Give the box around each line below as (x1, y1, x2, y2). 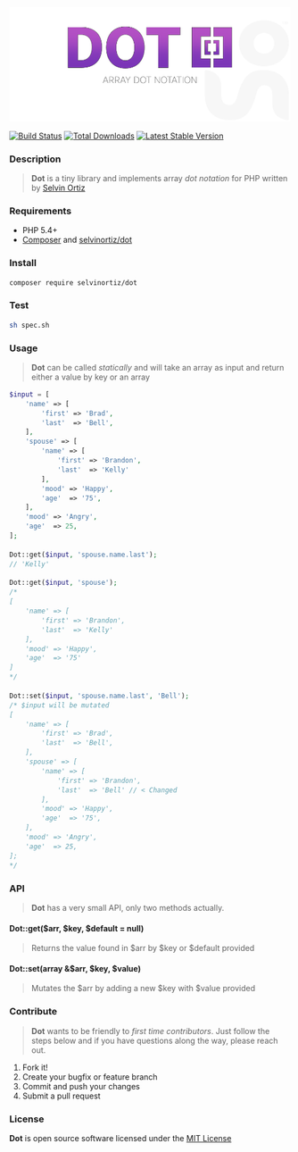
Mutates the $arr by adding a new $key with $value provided (30, 983, 256, 994)
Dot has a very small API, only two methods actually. (30, 902, 225, 913)
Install (9, 257, 37, 270)
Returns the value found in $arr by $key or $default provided (30, 943, 255, 954)
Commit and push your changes (21, 1081, 140, 1091)
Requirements (9, 205, 72, 217)
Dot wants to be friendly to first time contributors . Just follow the (30, 1025, 270, 1036)
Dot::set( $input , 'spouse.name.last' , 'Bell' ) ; (9, 691, 190, 700)
